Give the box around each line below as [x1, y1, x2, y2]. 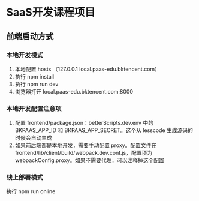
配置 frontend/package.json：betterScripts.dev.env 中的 [14, 119, 154, 127]
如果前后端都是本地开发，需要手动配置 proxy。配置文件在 [14, 142, 157, 149]
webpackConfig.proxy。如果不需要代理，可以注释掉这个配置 [14, 157, 165, 164]
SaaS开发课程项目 [6, 5, 96, 19]
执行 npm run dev [14, 80, 59, 88]
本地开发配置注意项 [6, 104, 62, 113]
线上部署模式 [6, 173, 44, 182]
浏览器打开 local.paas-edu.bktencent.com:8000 [14, 88, 134, 95]
